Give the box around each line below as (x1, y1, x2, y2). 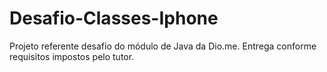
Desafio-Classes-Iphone (9, 7, 219, 30)
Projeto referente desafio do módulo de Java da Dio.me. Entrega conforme (9, 40, 317, 52)
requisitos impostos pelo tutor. (9, 50, 135, 62)
